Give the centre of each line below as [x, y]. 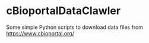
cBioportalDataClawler [63, 11]
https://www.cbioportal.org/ [40, 33]
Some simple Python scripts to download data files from [75, 27]
